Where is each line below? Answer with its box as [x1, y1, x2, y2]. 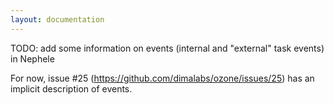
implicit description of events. [10, 82, 133, 95]
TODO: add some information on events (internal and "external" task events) [10, 42, 325, 54]
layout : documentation [10, 14, 105, 25]
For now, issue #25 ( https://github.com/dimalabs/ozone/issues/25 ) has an [10, 72, 315, 84]
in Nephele [10, 52, 55, 65]
